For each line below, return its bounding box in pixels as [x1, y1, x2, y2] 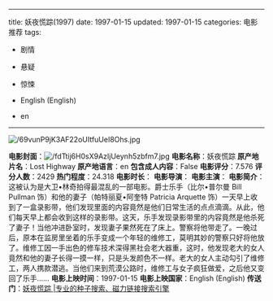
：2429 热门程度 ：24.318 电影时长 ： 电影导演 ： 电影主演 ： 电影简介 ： [29, 172, 265, 181]
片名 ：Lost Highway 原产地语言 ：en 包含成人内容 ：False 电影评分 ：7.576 [8, 162, 253, 171]
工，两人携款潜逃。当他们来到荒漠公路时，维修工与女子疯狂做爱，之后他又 [8, 264, 258, 273]
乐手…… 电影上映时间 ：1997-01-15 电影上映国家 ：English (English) [22, 273, 245, 283]
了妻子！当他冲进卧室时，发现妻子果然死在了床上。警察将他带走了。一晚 [8, 223, 250, 232]
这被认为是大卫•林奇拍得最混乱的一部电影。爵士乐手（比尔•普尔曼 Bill [8, 182, 242, 191]
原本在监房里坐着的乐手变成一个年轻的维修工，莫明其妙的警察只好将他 [22, 233, 258, 242]
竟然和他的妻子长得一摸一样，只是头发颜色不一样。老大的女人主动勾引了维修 [8, 253, 265, 263]
